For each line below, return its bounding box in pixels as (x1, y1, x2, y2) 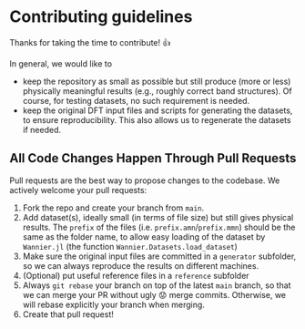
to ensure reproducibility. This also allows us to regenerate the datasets (22, 114, 291, 125)
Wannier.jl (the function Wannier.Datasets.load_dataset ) (22, 241, 239, 252)
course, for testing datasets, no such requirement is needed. (22, 95, 250, 106)
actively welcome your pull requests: (9, 184, 147, 195)
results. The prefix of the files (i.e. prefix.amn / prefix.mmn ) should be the (22, 221, 296, 232)
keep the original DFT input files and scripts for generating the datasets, (22, 105, 293, 116)
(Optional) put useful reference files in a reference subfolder (22, 270, 249, 281)
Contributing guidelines (9, 6, 193, 27)
